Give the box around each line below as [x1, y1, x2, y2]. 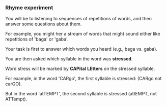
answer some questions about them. [5, 21, 82, 27]
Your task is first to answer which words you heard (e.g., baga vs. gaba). [5, 46, 158, 52]
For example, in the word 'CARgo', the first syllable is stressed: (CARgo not [5, 76, 162, 82]
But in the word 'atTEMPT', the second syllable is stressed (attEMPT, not [5, 91, 157, 97]
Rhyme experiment [5, 4, 53, 11]
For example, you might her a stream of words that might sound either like [5, 31, 160, 37]
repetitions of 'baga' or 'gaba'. [5, 36, 69, 42]
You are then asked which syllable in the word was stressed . [5, 56, 133, 62]
